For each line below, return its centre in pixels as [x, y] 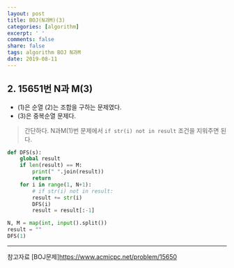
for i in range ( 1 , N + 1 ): [56, 184]
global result [40, 159]
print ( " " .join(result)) [68, 172]
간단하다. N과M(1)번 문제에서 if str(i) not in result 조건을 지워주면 [122, 130]
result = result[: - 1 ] [64, 211]
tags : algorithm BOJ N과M [44, 53]
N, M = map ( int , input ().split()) [57, 223]
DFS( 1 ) [17, 236]
